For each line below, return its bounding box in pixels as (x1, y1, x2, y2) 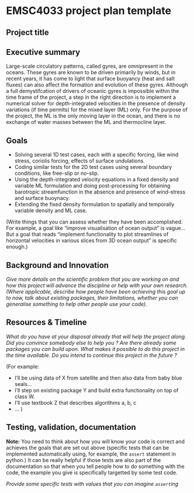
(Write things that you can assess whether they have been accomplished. (6, 218, 183, 226)
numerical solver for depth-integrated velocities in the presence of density (6, 100, 186, 107)
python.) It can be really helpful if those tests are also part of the (6, 456, 161, 463)
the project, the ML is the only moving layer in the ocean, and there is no (6, 112, 181, 119)
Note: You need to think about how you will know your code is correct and (6, 437, 185, 445)
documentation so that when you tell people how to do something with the (6, 463, 185, 470)
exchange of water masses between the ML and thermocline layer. (6, 119, 167, 126)
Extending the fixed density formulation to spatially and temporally (14, 201, 175, 208)
